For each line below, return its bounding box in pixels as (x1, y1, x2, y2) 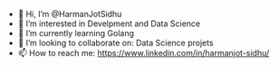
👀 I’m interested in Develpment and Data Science (17, 18, 201, 29)
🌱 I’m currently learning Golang (17, 28, 134, 38)
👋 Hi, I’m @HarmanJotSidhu (17, 9, 122, 19)
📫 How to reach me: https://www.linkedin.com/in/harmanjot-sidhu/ (17, 48, 270, 58)
